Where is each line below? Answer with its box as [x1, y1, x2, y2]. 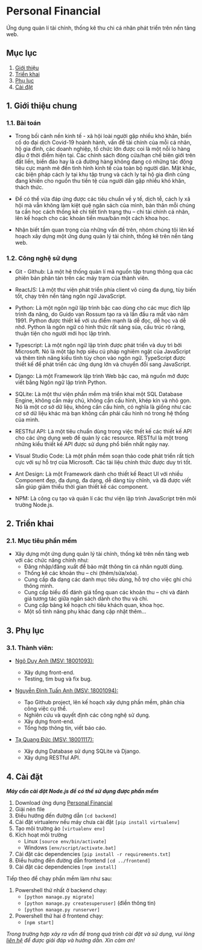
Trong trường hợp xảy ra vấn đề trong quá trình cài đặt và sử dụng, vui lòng [6, 930, 195, 937]
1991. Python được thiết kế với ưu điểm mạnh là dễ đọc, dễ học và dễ [14, 316, 186, 324]
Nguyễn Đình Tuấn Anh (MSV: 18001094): [14, 687, 119, 694]
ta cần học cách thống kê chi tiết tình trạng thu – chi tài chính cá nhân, [14, 208, 190, 215]
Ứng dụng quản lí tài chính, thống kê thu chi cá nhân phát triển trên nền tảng [6, 24, 196, 31]
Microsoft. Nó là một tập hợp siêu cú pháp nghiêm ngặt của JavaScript [14, 348, 191, 355]
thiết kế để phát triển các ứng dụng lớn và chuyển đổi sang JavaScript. [14, 360, 191, 368]
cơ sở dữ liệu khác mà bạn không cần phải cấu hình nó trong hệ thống [14, 409, 189, 417]
